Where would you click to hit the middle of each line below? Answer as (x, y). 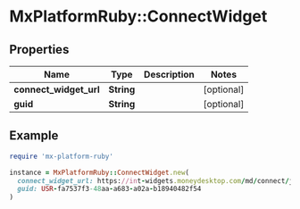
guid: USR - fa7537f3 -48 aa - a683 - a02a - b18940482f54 (109, 189)
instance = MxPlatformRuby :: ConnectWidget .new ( (100, 172)
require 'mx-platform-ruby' (62, 156)
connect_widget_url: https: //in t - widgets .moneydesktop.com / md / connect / (154, 180)
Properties (39, 50)
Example (34, 136)
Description (169, 75)
